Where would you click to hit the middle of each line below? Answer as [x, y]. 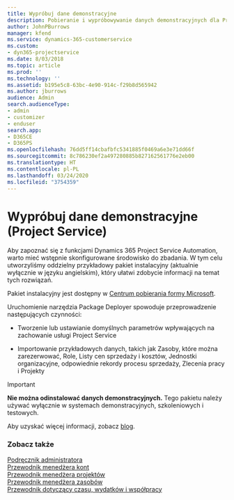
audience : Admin [31, 98]
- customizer [26, 117]
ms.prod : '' [24, 72]
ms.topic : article [34, 65]
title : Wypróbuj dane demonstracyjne [62, 14]
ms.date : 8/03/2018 [36, 59]
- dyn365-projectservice [43, 53]
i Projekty [31, 371]
